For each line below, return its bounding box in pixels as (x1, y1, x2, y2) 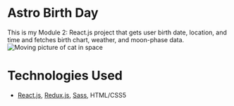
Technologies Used (7, 68, 123, 84)
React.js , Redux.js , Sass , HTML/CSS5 (17, 91, 127, 99)
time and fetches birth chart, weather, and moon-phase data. (7, 35, 185, 44)
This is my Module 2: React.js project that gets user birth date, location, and (7, 28, 228, 37)
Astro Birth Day (7, 5, 99, 21)
